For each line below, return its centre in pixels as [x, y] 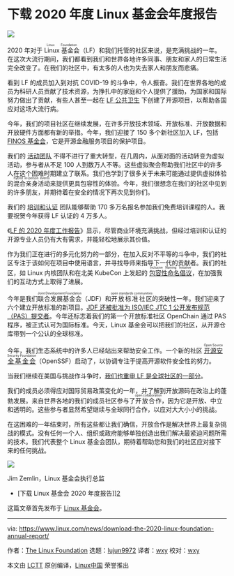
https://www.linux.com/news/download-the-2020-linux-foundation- [117, 529]
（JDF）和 [96, 298]
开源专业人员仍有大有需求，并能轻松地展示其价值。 [80, 239]
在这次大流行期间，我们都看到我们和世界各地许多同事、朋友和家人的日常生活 [117, 59]
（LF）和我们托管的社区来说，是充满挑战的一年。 [150, 50]
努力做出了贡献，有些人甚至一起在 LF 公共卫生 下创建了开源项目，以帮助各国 [117, 100]
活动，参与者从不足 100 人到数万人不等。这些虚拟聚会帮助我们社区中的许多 [115, 164]
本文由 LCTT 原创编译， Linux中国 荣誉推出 [68, 565]
